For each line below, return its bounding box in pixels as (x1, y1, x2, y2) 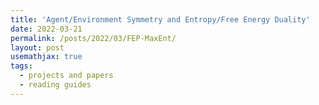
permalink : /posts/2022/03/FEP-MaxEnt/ (10, 33, 177, 43)
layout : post (10, 42, 65, 53)
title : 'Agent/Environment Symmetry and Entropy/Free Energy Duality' (10, 14, 311, 25)
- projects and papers (19, 71, 114, 81)
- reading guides (19, 80, 92, 90)
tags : (10, 61, 33, 71)
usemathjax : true (10, 52, 83, 62)
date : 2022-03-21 (10, 24, 83, 34)
